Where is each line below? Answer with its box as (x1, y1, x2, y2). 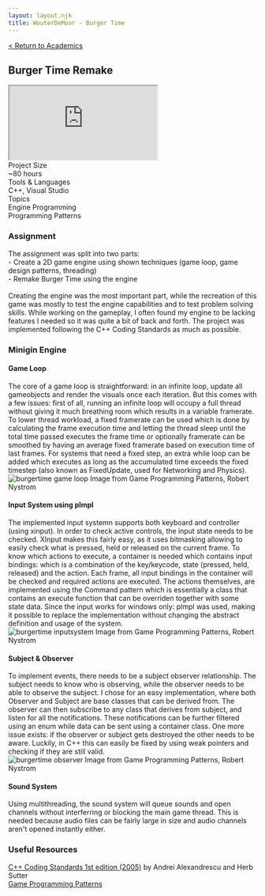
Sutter (8, 871, 28, 880)
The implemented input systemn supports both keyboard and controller (8, 517, 241, 527)
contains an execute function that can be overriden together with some (8, 593, 239, 603)
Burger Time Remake (8, 63, 114, 77)
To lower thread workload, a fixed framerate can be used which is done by (8, 414, 250, 424)
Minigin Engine (8, 344, 67, 355)
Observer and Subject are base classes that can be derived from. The (8, 697, 235, 706)
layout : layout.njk (8, 11, 73, 20)
